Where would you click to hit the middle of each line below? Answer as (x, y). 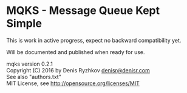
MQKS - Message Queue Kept (83, 11)
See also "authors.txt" (34, 77)
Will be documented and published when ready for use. (76, 52)
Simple (24, 23)
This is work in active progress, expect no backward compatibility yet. (94, 40)
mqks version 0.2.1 (29, 64)
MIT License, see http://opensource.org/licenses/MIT (73, 83)
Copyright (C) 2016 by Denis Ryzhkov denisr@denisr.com (78, 70)
